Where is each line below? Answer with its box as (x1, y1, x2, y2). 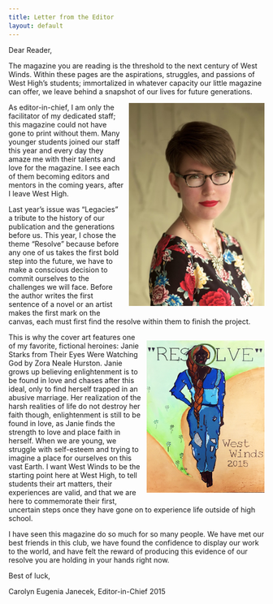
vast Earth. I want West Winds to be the (8, 461, 141, 471)
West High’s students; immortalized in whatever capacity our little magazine (8, 78, 262, 88)
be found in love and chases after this (8, 375, 135, 385)
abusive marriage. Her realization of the (8, 392, 141, 402)
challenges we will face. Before (8, 282, 113, 291)
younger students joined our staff (8, 136, 120, 146)
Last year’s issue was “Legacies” (8, 204, 119, 214)
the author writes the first (8, 291, 93, 300)
